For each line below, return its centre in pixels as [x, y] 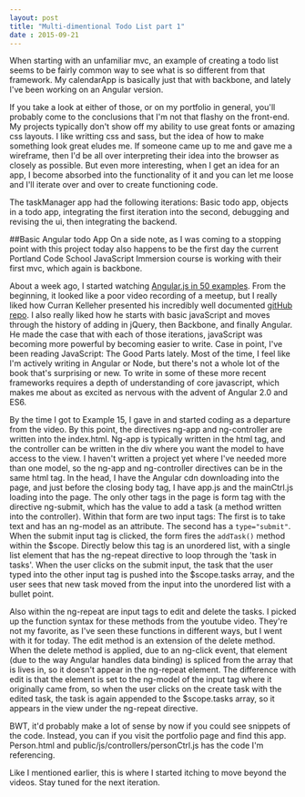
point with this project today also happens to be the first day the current [144, 249]
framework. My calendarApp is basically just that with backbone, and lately [150, 80]
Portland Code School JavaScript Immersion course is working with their [146, 259]
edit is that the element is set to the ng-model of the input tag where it [141, 679]
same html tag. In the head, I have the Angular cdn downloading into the [144, 478]
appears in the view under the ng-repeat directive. [104, 709]
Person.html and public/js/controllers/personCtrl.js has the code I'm [137, 746]
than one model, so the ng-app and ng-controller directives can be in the [146, 468]
